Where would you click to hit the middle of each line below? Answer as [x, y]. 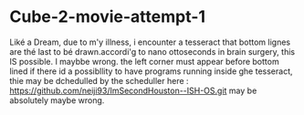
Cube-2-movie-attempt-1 [108, 17]
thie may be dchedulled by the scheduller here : [99, 80]
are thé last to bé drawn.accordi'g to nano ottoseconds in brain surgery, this [152, 51]
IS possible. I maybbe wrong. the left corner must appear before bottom [145, 61]
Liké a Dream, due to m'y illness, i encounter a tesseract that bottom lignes [150, 42]
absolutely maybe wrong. [57, 100]
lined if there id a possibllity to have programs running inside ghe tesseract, [151, 71]
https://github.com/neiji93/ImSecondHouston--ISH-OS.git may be [133, 90]
